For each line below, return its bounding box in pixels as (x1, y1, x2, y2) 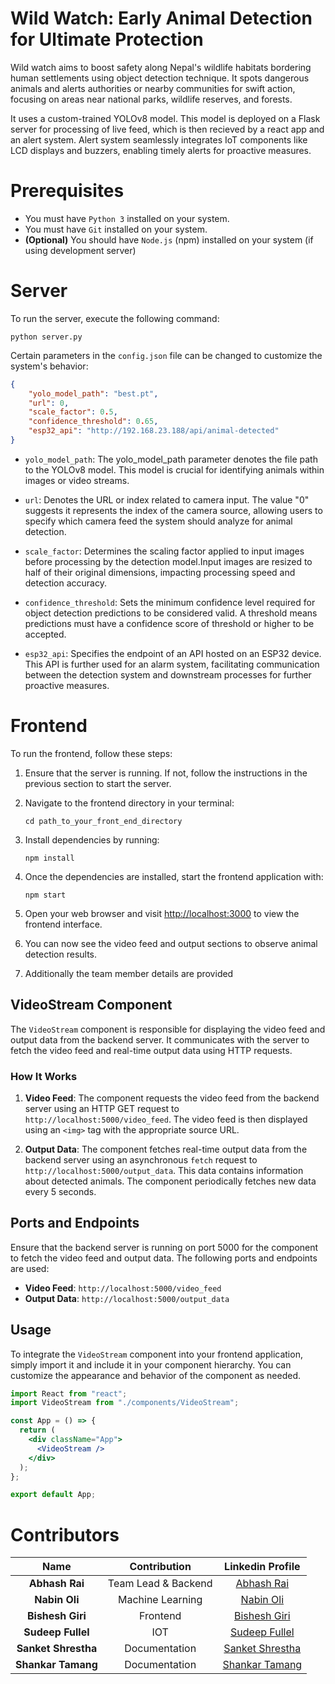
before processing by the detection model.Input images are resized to (24, 555, 313, 567)
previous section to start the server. (24, 777, 172, 789)
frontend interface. (24, 918, 103, 930)
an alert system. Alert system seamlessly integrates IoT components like (10, 133, 308, 146)
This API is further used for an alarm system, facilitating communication (24, 658, 320, 670)
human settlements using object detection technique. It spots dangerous (10, 72, 310, 84)
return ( (19, 1425, 56, 1436)
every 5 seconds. (24, 1185, 97, 1197)
